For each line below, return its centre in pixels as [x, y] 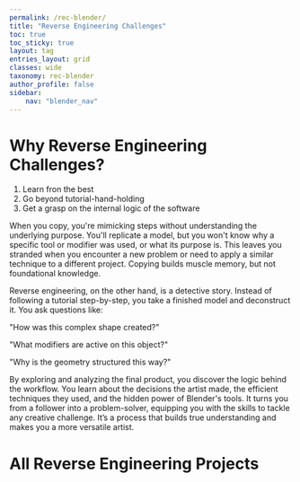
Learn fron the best [58, 189]
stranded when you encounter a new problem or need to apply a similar [141, 254]
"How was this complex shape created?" [84, 328]
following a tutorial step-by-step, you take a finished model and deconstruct [150, 301]
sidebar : [26, 92]
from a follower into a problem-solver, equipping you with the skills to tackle [150, 408]
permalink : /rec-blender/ [57, 18]
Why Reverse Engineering [108, 145]
